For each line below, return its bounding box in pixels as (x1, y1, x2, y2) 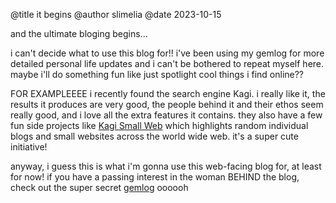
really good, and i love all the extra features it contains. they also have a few (10, 109, 323, 121)
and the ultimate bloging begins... (10, 28, 148, 39)
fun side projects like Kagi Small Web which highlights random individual (10, 120, 309, 131)
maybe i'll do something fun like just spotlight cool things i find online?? (10, 69, 305, 80)
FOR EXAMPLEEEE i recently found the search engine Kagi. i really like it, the (10, 88, 326, 99)
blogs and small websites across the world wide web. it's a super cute (10, 130, 299, 142)
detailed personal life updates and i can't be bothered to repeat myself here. (10, 58, 325, 69)
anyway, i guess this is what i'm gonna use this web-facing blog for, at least (10, 160, 322, 172)
